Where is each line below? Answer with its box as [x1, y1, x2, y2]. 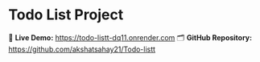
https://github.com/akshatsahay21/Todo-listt [8, 44, 155, 54]
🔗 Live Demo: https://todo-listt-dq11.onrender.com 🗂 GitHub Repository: [8, 32, 252, 42]
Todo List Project [8, 6, 124, 24]
